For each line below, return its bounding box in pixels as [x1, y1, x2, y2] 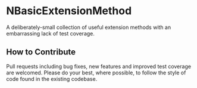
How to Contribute [6, 47, 76, 57]
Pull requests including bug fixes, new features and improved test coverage [6, 63, 192, 70]
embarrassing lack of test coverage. [6, 30, 95, 37]
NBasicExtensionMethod [6, 4, 132, 18]
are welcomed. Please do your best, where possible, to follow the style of [6, 69, 186, 76]
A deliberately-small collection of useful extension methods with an [6, 24, 171, 31]
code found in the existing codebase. [6, 75, 98, 82]
